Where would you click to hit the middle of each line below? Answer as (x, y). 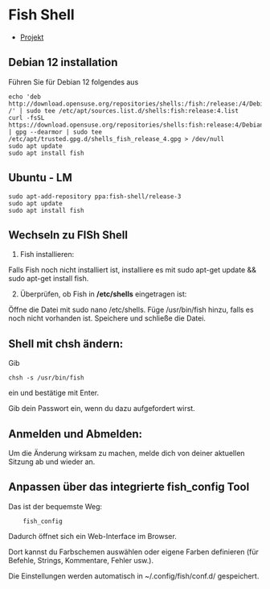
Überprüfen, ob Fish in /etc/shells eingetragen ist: (103, 294)
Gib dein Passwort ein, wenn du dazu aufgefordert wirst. (102, 409)
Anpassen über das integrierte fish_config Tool (129, 487)
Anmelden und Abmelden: (76, 434)
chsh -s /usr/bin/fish (46, 378)
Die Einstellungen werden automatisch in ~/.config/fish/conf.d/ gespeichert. (134, 576)
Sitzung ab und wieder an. (52, 462)
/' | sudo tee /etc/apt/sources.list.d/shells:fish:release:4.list (124, 110)
